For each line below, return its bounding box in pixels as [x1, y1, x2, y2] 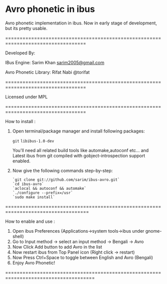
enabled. [12, 158, 31, 164]
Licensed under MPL [5, 94, 48, 100]
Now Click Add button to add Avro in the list [12, 244, 102, 250]
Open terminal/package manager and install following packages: [12, 128, 145, 134]
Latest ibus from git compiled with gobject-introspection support [12, 152, 146, 158]
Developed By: [5, 50, 35, 56]
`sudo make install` [12, 194, 55, 200]
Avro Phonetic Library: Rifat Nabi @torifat [5, 69, 90, 75]
